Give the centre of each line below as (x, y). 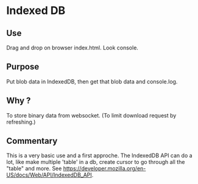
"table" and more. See (34, 169)
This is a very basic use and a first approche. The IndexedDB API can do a (100, 155)
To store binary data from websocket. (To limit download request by (91, 115)
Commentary (32, 141)
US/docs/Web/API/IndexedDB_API (49, 175)
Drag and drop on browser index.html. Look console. (72, 48)
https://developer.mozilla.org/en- (104, 169)
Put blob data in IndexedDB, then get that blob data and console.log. (92, 81)
